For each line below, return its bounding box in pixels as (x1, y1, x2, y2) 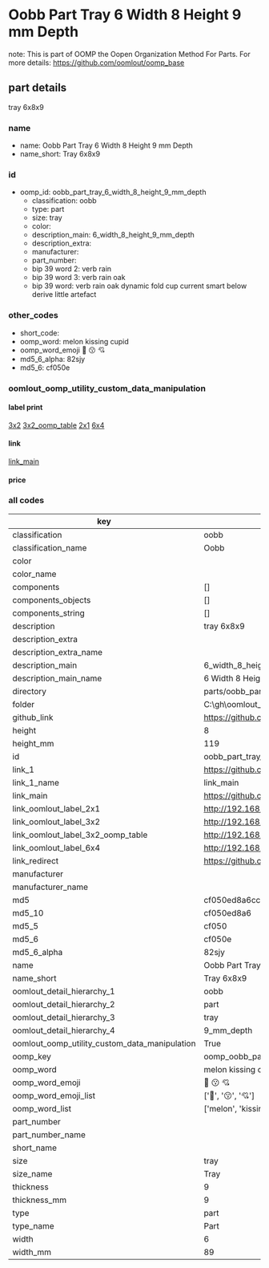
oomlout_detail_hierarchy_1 (12, 986, 115, 997)
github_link (12, 712, 54, 723)
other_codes (8, 310, 58, 321)
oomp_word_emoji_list (12, 1090, 96, 1101)
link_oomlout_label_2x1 (12, 803, 101, 814)
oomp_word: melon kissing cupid (19, 336, 130, 346)
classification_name (12, 542, 87, 553)
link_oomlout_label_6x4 (12, 842, 101, 853)
